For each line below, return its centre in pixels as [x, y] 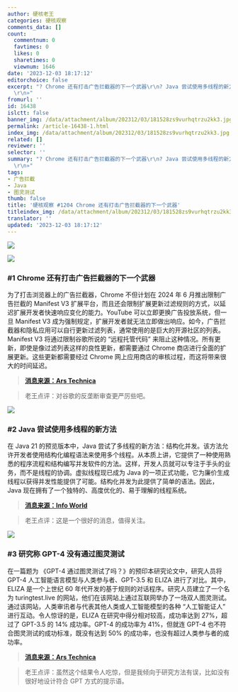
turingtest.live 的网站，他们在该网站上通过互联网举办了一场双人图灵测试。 [123, 598]
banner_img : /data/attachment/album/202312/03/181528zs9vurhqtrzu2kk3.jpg [120, 119]
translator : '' [30, 219]
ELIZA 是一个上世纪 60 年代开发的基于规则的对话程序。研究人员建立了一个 [115, 588]
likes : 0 [27, 54]
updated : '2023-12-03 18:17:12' [55, 225]
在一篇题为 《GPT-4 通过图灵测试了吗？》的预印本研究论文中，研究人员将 [115, 571]
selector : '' [27, 153]
